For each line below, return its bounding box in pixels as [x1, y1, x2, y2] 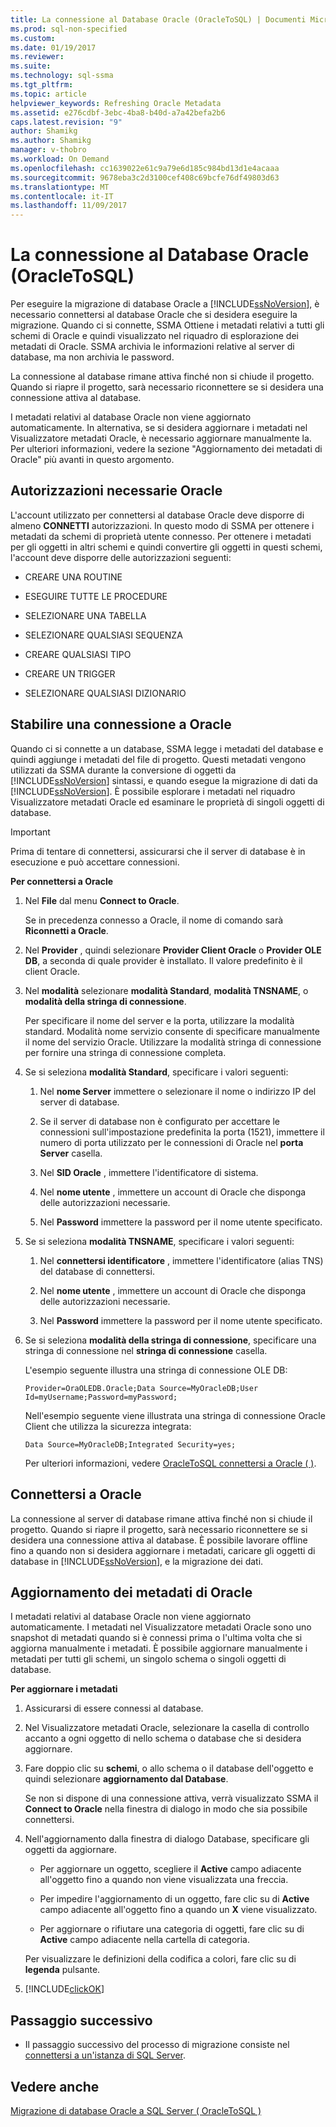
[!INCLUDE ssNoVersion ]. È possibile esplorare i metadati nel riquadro [10, 785, 296, 797]
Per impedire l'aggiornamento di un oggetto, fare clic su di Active [39, 1893, 310, 1905]
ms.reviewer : [10, 52, 65, 62]
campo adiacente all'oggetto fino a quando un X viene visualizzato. [39, 1904, 318, 1916]
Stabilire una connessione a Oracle [10, 716, 232, 733]
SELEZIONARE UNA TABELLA [24, 609, 147, 621]
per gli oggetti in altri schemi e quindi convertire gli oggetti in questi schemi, [10, 541, 323, 553]
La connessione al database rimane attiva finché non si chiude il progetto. [10, 371, 315, 383]
